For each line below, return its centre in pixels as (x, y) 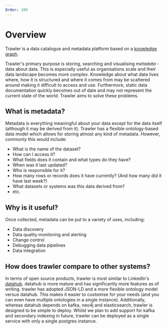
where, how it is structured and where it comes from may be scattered (77, 79)
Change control (28, 240)
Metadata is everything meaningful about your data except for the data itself (84, 123)
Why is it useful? (32, 207)
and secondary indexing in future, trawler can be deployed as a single (77, 316)
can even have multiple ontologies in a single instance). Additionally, (75, 300)
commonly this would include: (36, 139)
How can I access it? (34, 154)
